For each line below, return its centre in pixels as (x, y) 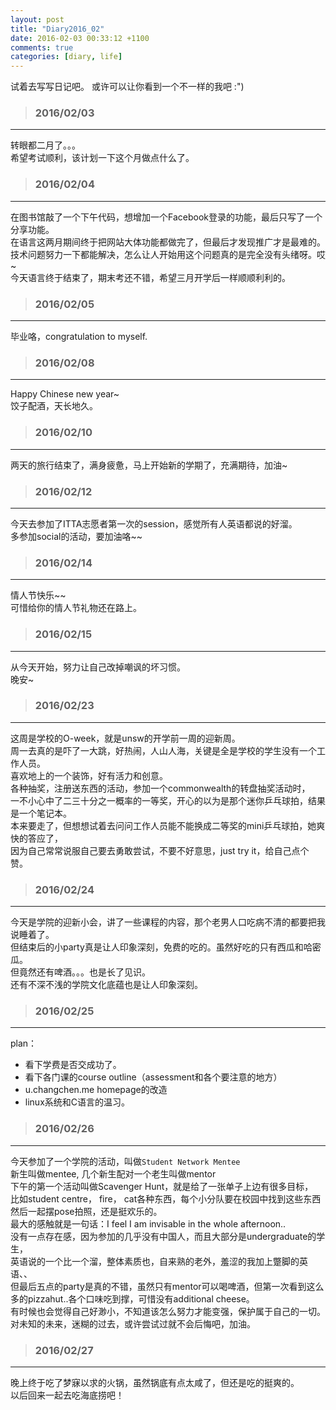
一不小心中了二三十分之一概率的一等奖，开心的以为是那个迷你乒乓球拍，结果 (168, 800)
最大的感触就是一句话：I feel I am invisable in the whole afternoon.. (148, 1223)
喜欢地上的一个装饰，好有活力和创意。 (89, 775)
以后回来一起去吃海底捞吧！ (67, 1395)
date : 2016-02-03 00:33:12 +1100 (80, 38)
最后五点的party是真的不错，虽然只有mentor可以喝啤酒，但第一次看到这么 (171, 1286)
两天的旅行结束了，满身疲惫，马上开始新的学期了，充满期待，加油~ (149, 465)
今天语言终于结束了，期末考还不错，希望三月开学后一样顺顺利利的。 (150, 277)
